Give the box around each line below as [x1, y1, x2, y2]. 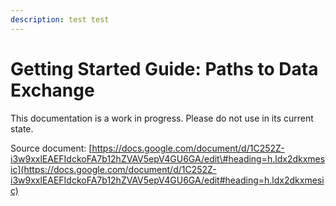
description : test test [10, 14, 110, 25]
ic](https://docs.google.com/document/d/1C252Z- [10, 163, 217, 175]
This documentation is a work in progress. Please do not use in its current [10, 112, 314, 124]
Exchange [10, 79, 95, 101]
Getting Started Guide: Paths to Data [10, 57, 319, 80]
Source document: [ [10, 142, 93, 154]
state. [10, 122, 34, 135]
